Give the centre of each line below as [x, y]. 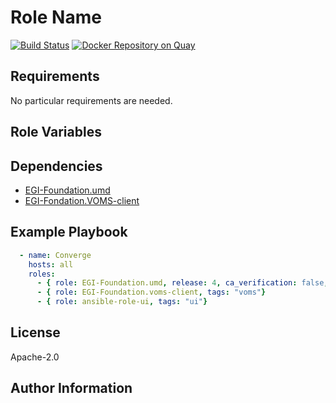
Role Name [56, 17]
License [35, 332]
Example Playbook [69, 232]
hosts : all [51, 264]
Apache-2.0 [35, 357]
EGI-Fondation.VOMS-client [82, 200]
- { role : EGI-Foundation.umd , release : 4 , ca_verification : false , [182, 283]
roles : [42, 274]
